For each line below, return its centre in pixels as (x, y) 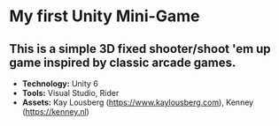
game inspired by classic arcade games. (123, 62)
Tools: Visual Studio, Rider (70, 93)
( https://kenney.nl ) (56, 111)
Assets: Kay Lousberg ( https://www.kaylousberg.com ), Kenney (138, 102)
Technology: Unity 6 (60, 84)
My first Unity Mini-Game (105, 16)
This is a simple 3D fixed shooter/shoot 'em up (140, 49)
